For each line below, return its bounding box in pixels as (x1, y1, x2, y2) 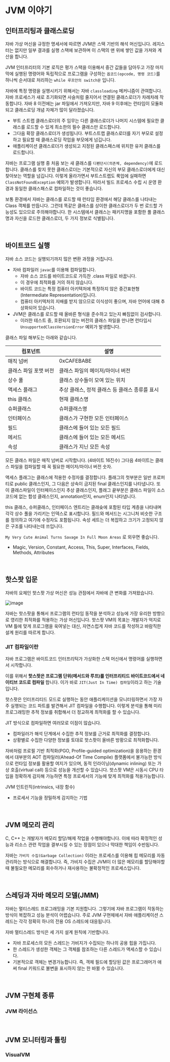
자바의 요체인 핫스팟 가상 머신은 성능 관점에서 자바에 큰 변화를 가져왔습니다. (5, 590, 154, 596)
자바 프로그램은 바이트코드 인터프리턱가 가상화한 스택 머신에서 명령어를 (5, 656, 145, 662)
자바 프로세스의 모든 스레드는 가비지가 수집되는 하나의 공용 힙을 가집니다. (12, 940, 156, 946)
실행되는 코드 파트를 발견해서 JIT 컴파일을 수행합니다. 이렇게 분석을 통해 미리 (10, 702, 162, 708)
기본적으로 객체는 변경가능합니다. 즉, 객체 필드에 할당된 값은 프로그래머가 (12, 958, 156, 965)
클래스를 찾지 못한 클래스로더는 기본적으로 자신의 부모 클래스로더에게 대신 (20, 166, 165, 173)
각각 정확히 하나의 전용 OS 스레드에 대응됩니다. (18, 918, 112, 924)
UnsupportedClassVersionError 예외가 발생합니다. (20, 323, 121, 330)
